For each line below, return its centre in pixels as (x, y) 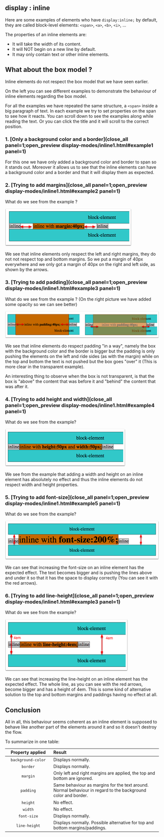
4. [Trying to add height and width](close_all (59, 399)
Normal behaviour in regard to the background (100, 790)
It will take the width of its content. (47, 44)
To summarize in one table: (32, 741)
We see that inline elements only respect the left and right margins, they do (81, 254)
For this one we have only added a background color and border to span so (81, 162)
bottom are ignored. (73, 778)
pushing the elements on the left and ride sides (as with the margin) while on (82, 356)
